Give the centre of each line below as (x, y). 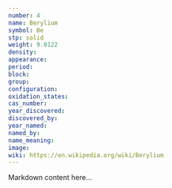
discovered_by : (33, 118)
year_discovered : (37, 111)
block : (19, 74)
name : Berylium (33, 23)
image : (19, 148)
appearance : (28, 60)
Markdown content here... (50, 178)
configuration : (33, 89)
